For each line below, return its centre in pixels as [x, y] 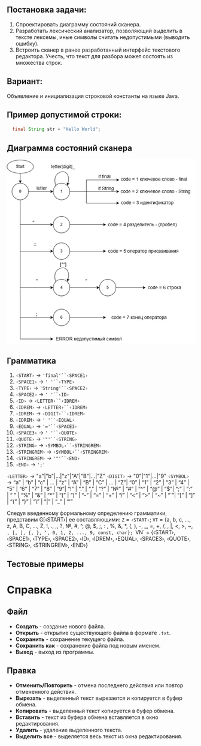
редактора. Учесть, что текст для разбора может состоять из [94, 56]
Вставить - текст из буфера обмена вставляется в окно [87, 717]
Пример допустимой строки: [64, 115]
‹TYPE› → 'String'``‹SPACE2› [52, 388]
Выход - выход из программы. [55, 652]
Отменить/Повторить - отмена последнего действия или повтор [99, 685]
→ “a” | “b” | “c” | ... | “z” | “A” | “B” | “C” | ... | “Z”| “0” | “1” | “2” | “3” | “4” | [98, 483]
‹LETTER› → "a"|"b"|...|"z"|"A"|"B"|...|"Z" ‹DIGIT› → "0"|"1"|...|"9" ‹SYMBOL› [98, 476]
